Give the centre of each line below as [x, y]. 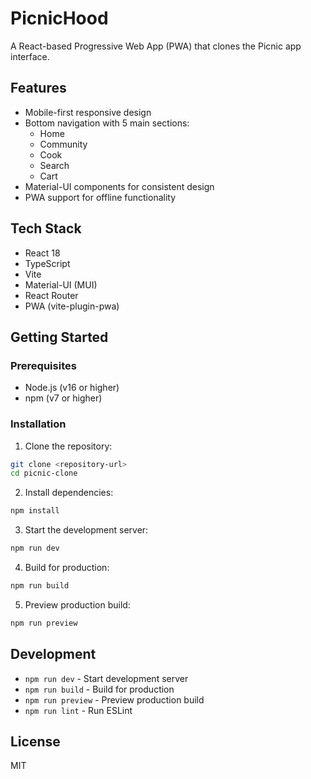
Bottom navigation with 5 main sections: [107, 123]
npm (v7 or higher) [63, 398]
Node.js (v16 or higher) [72, 388]
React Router [51, 295]
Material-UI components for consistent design [119, 186]
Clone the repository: [68, 446]
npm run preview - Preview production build [114, 699]
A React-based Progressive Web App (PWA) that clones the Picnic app [156, 46]
